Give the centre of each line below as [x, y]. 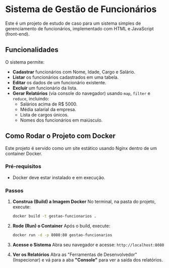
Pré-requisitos [23, 167]
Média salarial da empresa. [48, 109]
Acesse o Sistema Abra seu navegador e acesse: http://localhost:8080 [88, 245]
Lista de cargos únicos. [44, 115]
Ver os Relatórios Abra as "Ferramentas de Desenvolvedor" [75, 254]
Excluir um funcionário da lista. [45, 88]
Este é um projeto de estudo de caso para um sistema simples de [73, 23]
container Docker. [24, 153]
